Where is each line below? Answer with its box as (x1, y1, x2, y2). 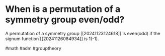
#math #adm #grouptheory (5, 45, 61, 51)
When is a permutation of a (5, 3, 121, 15)
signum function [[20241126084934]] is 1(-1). (5, 36, 99, 42)
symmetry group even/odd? (5, 14, 125, 25)
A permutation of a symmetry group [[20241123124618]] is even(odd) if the (5, 30, 160, 36)
